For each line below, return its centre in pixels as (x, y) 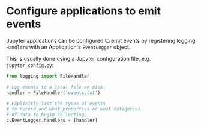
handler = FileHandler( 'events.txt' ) (53, 93)
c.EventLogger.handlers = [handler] (52, 121)
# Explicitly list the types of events (56, 104)
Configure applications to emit (83, 11)
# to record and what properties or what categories (73, 109)
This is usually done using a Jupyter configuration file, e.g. (79, 58)
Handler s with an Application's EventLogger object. (68, 47)
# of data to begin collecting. (46, 115)
